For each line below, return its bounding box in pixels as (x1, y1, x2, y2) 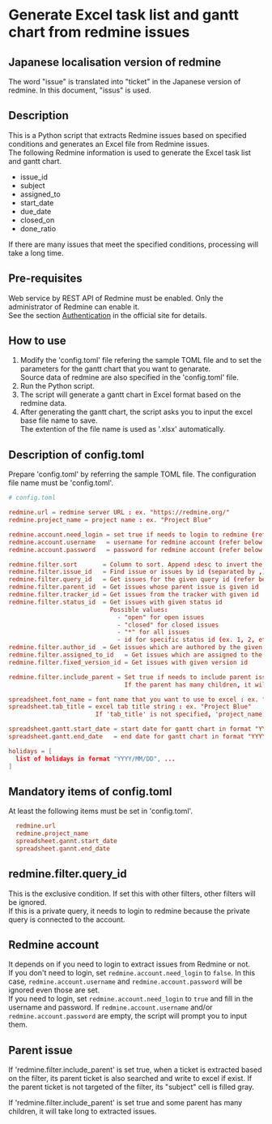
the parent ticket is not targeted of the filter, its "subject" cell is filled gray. (8, 1082, 255, 1092)
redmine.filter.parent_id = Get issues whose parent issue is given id (8, 583, 259, 592)
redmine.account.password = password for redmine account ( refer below (8, 545, 263, 553)
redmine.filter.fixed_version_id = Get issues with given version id (8, 658, 249, 666)
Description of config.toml (8, 448, 144, 462)
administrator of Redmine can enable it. (8, 302, 140, 312)
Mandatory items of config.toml (8, 785, 172, 799)
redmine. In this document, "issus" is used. (8, 85, 151, 95)
